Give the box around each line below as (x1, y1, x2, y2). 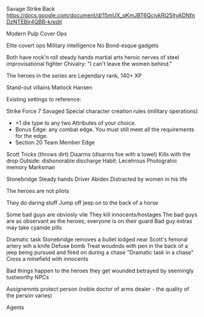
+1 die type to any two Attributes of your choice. (15, 119, 136, 126)
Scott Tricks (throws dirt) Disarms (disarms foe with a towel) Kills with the (6, 151, 191, 158)
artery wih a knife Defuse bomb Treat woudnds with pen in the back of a (6, 242, 188, 249)
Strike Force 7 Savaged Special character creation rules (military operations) (6, 107, 198, 115)
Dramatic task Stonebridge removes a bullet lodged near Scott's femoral (6, 236, 188, 243)
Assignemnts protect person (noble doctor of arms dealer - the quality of (6, 285, 190, 293)
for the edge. (15, 133, 48, 139)
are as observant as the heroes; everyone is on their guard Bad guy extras (6, 217, 193, 225)
